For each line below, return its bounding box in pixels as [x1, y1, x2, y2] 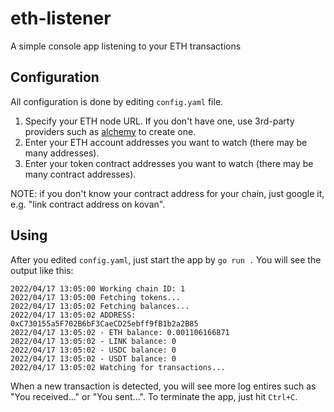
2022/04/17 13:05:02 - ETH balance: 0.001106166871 [10, 327, 230, 337]
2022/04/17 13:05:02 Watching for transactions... [10, 362, 226, 372]
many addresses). [24, 147, 100, 159]
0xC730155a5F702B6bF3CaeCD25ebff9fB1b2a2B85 [10, 318, 199, 329]
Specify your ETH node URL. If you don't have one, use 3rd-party [24, 115, 295, 127]
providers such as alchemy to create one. [24, 125, 197, 137]
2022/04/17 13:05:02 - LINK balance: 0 [10, 336, 177, 346]
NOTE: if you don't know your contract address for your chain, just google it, [10, 187, 325, 199]
